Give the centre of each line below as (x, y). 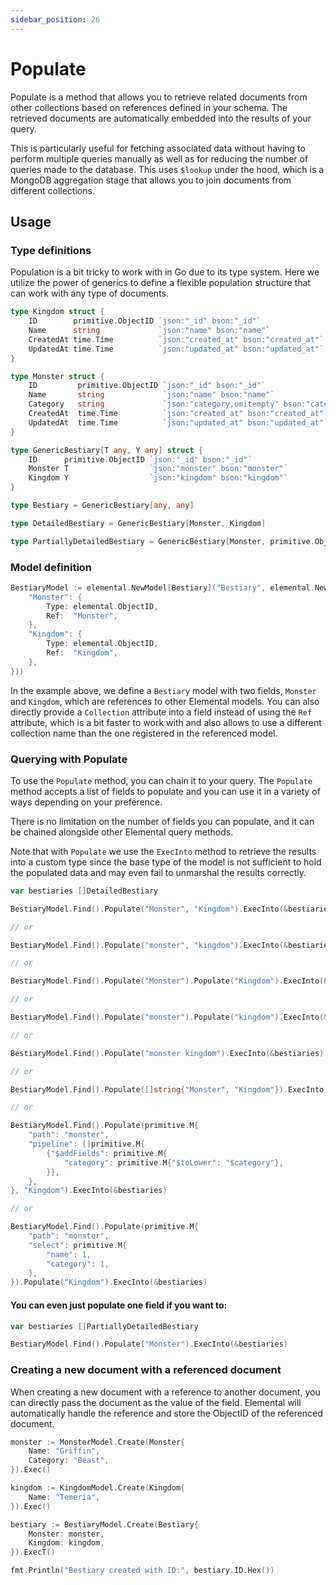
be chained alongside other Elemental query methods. (122, 832)
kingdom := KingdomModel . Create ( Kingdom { (98, 1488)
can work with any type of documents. (90, 293)
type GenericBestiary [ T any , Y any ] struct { (106, 450)
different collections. (52, 190)
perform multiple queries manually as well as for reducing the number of (159, 158)
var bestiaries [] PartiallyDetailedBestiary (104, 1326)
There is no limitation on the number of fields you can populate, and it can (162, 821)
